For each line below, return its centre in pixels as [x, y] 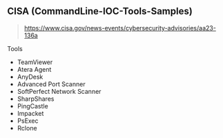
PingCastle [32, 106]
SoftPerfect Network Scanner [59, 91]
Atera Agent [34, 69]
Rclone [27, 128]
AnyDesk [30, 77]
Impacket [30, 113]
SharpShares [36, 99]
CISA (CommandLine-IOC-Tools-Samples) [100, 11]
